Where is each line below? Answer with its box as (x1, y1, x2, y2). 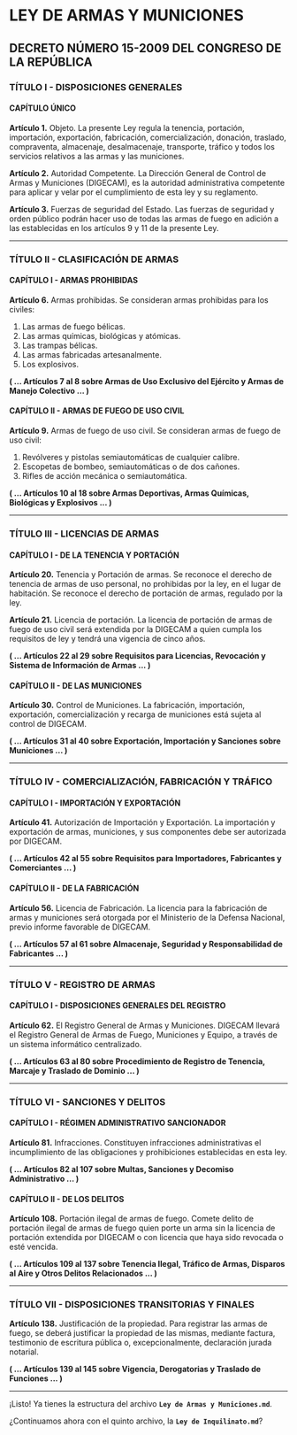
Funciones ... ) (9, 1373, 64, 1384)
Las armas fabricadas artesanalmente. (21, 349, 162, 359)
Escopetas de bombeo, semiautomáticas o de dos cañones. (21, 461, 240, 472)
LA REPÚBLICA (9, 54, 93, 69)
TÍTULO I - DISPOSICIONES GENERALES (9, 81, 183, 93)
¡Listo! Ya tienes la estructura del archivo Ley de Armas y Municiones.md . (9, 1399, 272, 1409)
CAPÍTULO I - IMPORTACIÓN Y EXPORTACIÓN (9, 798, 181, 808)
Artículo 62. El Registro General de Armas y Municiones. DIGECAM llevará (9, 1020, 280, 1030)
